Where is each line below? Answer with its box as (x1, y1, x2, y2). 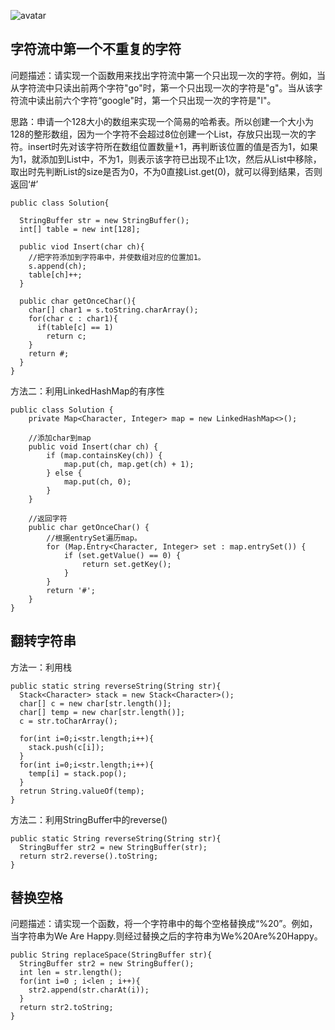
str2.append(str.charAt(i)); (28, 985, 150, 995)
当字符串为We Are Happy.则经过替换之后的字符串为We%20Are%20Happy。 (10, 930, 323, 942)
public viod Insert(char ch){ (19, 241, 145, 252)
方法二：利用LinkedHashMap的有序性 (10, 385, 165, 397)
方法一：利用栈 (10, 661, 72, 673)
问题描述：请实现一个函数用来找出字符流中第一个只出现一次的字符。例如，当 (10, 69, 326, 81)
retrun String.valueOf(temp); (19, 786, 145, 796)
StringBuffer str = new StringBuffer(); (19, 215, 190, 225)
